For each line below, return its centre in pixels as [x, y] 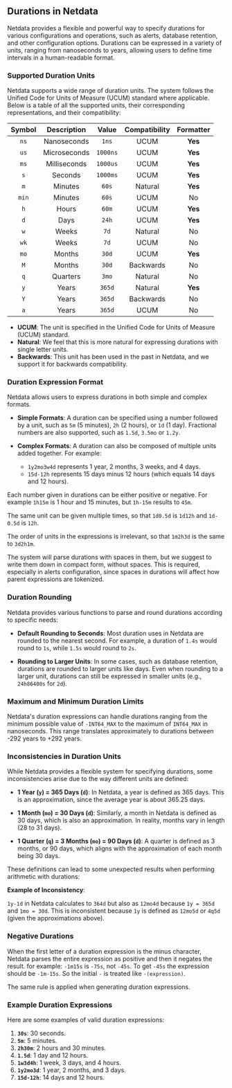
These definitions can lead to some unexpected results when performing [111, 869]
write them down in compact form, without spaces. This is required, [104, 564]
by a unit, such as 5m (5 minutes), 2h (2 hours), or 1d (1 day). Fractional [117, 425]
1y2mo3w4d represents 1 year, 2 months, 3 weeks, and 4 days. [114, 467]
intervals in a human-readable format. [61, 57]
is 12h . [30, 523]
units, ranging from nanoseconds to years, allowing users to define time [110, 50]
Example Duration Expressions [60, 1005]
